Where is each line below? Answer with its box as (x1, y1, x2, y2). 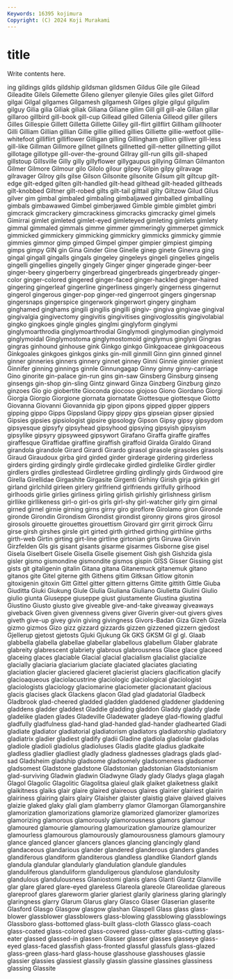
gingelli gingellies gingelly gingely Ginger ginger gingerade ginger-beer (7, 261, 212, 269)
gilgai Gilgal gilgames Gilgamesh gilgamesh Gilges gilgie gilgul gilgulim (7, 98, 210, 107)
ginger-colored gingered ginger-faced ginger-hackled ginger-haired (23, 276, 219, 284)
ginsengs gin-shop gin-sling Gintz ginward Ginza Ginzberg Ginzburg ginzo (7, 379, 221, 387)
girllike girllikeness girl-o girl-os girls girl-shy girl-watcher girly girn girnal (7, 498, 218, 506)
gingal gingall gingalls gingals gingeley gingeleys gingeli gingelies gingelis (7, 254, 220, 262)
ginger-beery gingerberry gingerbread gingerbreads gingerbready (7, 268, 198, 277)
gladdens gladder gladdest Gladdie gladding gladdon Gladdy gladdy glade (7, 705, 220, 714)
